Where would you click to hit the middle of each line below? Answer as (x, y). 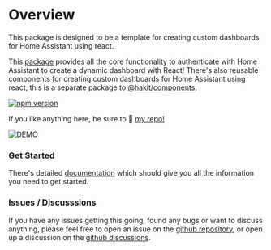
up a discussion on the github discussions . (80, 237)
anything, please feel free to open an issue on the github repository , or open (136, 229)
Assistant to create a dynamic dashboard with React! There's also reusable (133, 70)
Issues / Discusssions (52, 202)
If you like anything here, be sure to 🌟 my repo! (86, 118)
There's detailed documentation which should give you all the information (131, 173)
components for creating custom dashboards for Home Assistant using (127, 78)
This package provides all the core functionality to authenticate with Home (133, 61)
